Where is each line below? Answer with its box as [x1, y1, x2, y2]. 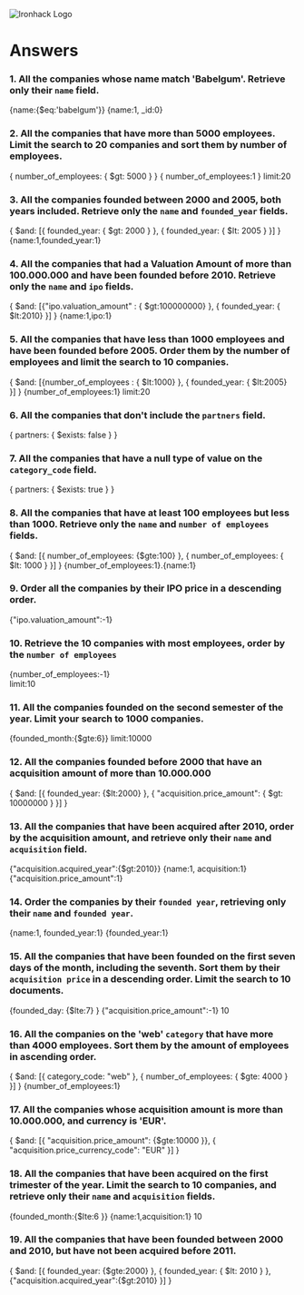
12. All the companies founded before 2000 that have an [9, 756, 262, 769]
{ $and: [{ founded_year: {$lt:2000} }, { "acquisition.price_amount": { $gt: [9, 788, 284, 799]
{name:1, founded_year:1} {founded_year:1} [9, 927, 170, 938]
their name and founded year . [9, 907, 134, 919]
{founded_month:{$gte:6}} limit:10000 [9, 733, 152, 744]
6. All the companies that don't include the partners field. [9, 408, 266, 421]
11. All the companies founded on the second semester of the [9, 701, 284, 714]
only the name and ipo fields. [9, 280, 134, 292]
